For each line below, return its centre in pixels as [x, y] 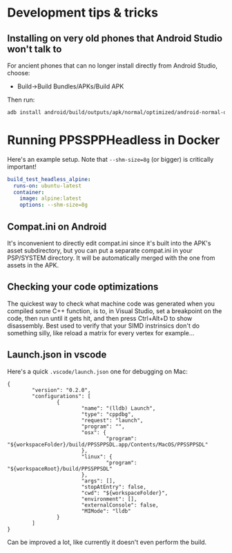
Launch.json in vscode [57, 355]
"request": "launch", [112, 420]
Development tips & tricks [83, 13]
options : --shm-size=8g [54, 205]
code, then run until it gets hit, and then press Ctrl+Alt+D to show [100, 318]
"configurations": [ [61, 396]
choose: [19, 73]
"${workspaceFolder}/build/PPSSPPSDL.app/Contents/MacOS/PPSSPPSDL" [108, 444]
